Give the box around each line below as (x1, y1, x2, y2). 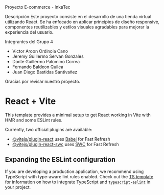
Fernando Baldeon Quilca (12, 64, 64, 70)
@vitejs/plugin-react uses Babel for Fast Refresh (12, 136, 111, 142)
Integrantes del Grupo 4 (5, 39, 53, 45)
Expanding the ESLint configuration (5, 155, 116, 164)
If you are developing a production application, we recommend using (5, 169, 144, 174)
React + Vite (5, 96, 56, 107)
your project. (5, 184, 31, 190)
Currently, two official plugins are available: (5, 126, 93, 132)
